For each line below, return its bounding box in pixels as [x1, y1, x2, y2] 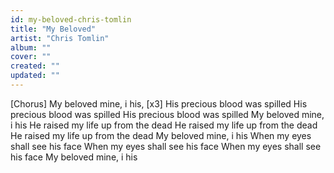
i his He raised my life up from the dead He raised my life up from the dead [10, 119, 318, 131]
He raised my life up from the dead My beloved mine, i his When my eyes [10, 129, 312, 141]
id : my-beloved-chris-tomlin [10, 14, 132, 25]
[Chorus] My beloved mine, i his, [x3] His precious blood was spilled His [10, 97, 308, 110]
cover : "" [10, 52, 52, 62]
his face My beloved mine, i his [10, 151, 138, 163]
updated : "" [10, 71, 60, 81]
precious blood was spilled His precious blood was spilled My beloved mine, [10, 108, 325, 120]
